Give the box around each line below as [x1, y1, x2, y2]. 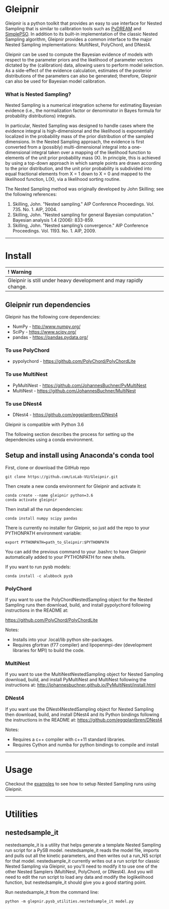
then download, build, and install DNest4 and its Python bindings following [5, 711, 159, 718]
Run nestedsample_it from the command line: [5, 889, 99, 895]
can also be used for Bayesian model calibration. [5, 78, 106, 84]
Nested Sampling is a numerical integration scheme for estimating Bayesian [5, 102, 162, 108]
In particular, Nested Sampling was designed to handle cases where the [5, 122, 154, 129]
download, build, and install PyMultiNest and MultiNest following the [5, 677, 147, 683]
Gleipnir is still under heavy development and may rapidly [8, 277, 143, 284]
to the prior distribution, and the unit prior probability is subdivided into [5, 165, 152, 172]
